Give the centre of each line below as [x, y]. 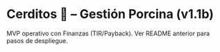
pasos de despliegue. [37, 40]
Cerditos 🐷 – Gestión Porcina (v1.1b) [110, 14]
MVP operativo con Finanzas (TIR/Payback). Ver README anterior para [108, 33]
